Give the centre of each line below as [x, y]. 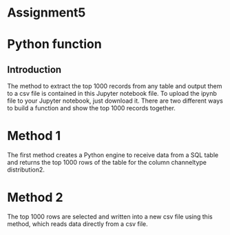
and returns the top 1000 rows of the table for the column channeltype [107, 163]
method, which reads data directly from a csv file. [77, 224]
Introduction [34, 69]
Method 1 [34, 136]
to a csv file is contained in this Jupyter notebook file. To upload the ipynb [112, 94]
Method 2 [35, 197]
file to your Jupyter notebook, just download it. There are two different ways [115, 101]
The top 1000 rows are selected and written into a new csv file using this [110, 217]
